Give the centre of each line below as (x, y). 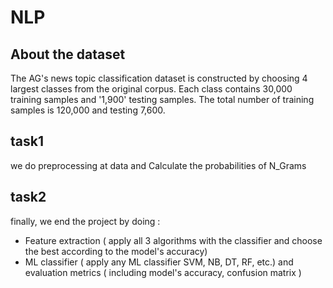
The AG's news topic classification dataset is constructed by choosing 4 (159, 78)
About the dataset (68, 54)
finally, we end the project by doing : (85, 221)
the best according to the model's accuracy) (116, 251)
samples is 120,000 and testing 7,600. (88, 110)
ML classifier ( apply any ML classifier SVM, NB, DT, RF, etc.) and (159, 262)
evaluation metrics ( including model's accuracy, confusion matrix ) (163, 272)
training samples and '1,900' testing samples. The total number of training (162, 99)
